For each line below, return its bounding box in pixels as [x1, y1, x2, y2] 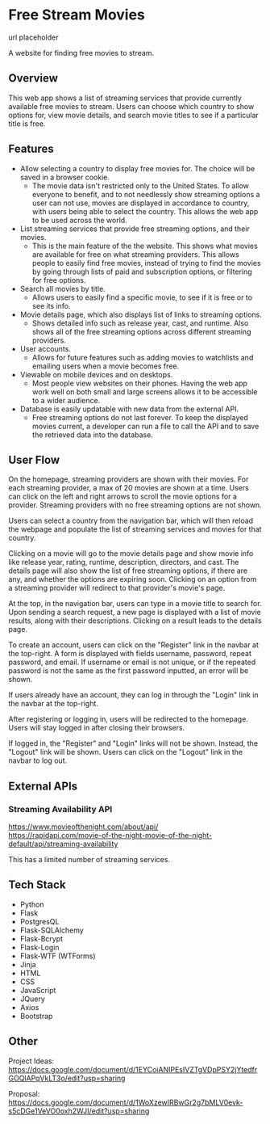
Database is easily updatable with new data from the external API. [19, 404, 239, 414]
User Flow [8, 453, 60, 466]
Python [19, 899, 44, 909]
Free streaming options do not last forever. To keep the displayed [31, 412, 248, 422]
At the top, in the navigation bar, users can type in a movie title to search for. [8, 599, 262, 608]
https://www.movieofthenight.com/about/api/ [8, 822, 159, 831]
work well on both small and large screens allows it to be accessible [31, 386, 258, 397]
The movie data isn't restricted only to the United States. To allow [31, 180, 250, 191]
